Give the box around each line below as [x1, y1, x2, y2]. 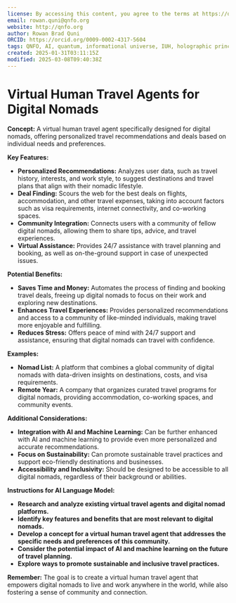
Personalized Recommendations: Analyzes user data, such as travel [17, 167, 218, 175]
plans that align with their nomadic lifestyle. [17, 181, 144, 190]
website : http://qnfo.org [7, 23, 83, 30]
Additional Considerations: [7, 414, 88, 422]
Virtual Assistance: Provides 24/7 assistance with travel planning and [17, 241, 221, 249]
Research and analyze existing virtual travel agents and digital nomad [17, 500, 225, 508]
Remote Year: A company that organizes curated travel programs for [17, 385, 217, 394]
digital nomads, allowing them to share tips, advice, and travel [17, 226, 197, 235]
